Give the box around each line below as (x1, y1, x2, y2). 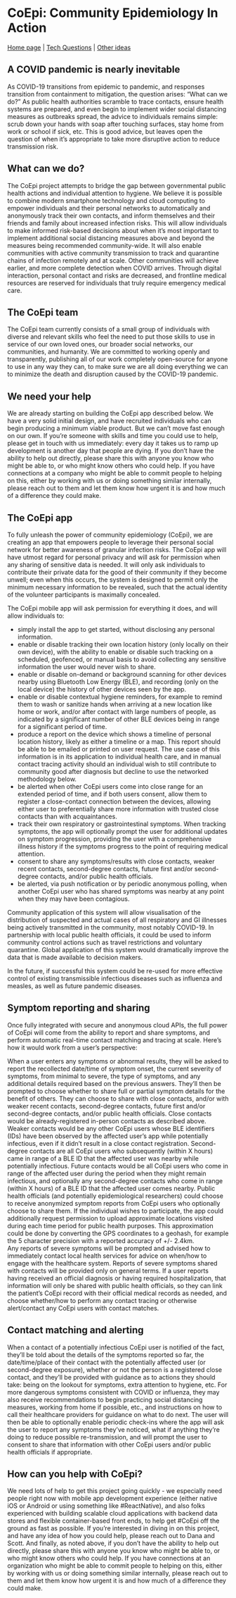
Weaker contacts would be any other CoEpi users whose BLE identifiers (7, 1124, 215, 1132)
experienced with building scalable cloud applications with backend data (7, 1509, 218, 1518)
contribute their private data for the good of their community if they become (7, 568, 227, 576)
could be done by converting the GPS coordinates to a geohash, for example (7, 1229, 229, 1237)
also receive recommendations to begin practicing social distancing (7, 1395, 203, 1404)
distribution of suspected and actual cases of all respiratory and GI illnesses (7, 916, 227, 924)
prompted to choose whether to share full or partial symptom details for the (7, 1087, 225, 1095)
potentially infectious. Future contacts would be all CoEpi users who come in (7, 1161, 228, 1170)
